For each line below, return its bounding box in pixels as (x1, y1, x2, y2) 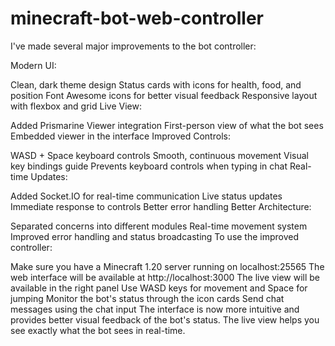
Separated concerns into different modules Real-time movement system (10, 220, 308, 232)
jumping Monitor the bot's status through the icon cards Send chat (10, 292, 285, 304)
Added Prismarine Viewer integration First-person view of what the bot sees (10, 119, 324, 131)
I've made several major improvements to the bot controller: (10, 40, 257, 52)
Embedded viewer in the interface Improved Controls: (10, 130, 231, 142)
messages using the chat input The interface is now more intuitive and (10, 303, 300, 315)
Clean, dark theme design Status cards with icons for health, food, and (10, 78, 302, 91)
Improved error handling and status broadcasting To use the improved (10, 230, 300, 242)
